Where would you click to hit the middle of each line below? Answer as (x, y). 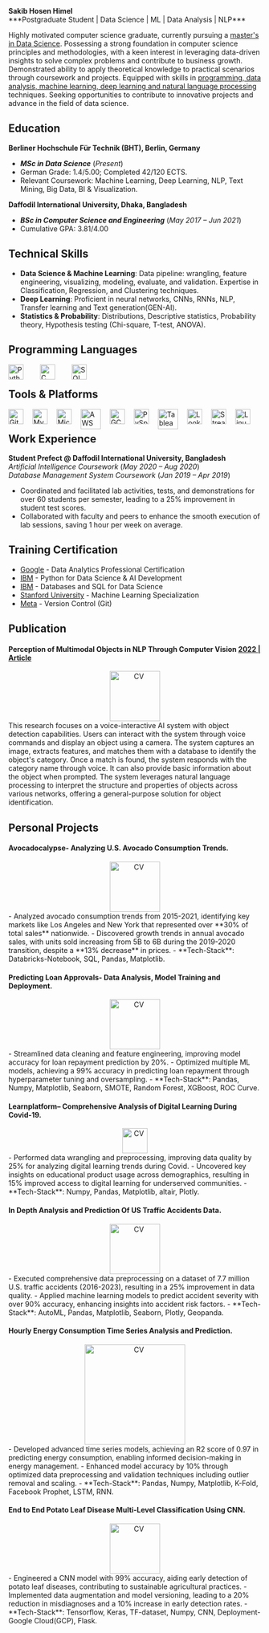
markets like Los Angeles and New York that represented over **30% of (128, 925)
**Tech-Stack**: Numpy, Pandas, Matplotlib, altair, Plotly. (104, 1192)
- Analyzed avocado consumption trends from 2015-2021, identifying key (129, 916)
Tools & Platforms (53, 394)
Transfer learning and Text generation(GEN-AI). (98, 307)
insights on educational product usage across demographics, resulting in (129, 1175)
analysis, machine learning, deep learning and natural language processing (132, 86)
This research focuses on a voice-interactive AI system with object (119, 726)
